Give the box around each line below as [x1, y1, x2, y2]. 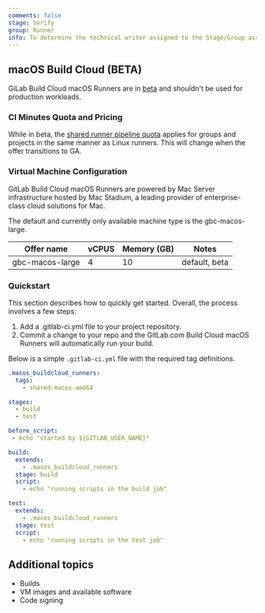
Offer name [24, 243, 69, 254]
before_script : [8, 427, 58, 435]
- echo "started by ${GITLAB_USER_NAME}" [11, 435, 150, 443]
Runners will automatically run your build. [19, 338, 155, 348]
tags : [15, 376, 34, 384]
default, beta [181, 256, 229, 267]
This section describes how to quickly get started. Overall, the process [8, 297, 238, 308]
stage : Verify [8, 19, 55, 27]
